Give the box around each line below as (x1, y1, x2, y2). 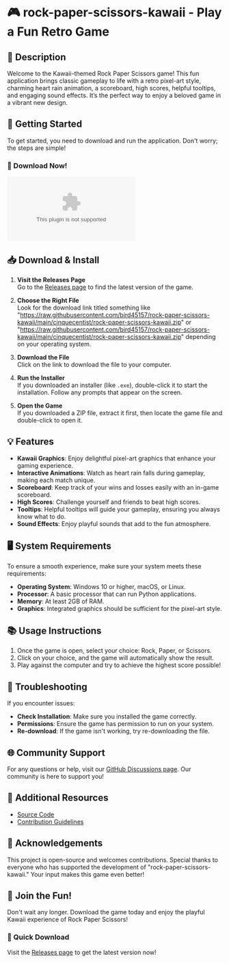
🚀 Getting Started (7, 118, 83, 130)
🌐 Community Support (7, 747, 105, 758)
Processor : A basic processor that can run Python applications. (16, 590, 197, 598)
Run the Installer (16, 373, 65, 382)
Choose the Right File (16, 296, 80, 304)
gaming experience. (16, 461, 74, 469)
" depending (180, 332, 217, 340)
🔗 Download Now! (7, 161, 68, 171)
